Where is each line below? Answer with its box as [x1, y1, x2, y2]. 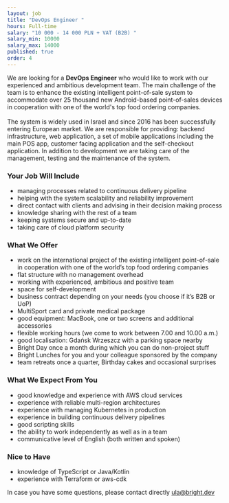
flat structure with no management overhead [17, 271, 144, 279]
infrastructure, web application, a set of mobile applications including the [7, 132, 215, 140]
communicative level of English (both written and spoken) [17, 434, 181, 443]
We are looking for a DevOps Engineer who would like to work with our [7, 74, 208, 82]
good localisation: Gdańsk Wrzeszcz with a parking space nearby [17, 336, 203, 344]
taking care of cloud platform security [17, 223, 124, 232]
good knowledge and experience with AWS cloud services [17, 391, 183, 399]
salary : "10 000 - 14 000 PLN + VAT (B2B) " [7, 29, 137, 36]
